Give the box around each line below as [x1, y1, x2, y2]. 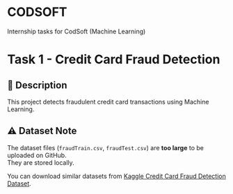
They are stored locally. [7, 158, 74, 167]
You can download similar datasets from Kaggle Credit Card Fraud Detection [7, 172, 226, 180]
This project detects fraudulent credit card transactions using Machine [7, 97, 209, 106]
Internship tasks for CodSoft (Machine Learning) [7, 27, 146, 35]
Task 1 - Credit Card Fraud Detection [7, 51, 220, 67]
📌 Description [7, 79, 67, 91]
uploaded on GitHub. [7, 151, 67, 159]
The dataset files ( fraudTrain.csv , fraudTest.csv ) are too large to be [7, 143, 204, 152]
